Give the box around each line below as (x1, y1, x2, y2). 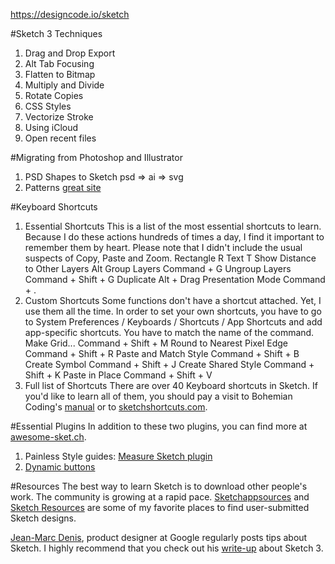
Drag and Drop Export (24, 47, 116, 59)
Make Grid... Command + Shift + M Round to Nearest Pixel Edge (24, 337, 289, 349)
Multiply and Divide (24, 79, 105, 91)
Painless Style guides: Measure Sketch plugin (24, 450, 213, 462)
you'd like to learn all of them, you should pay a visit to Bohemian (24, 390, 293, 402)
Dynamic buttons (24, 461, 96, 473)
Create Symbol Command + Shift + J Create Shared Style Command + (24, 359, 315, 370)
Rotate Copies (24, 90, 84, 101)
